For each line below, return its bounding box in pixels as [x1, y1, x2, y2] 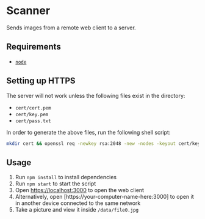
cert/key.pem [15, 111, 49, 117]
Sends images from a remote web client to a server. [6, 24, 136, 31]
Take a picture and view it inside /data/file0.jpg [15, 206, 139, 213]
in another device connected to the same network [15, 199, 141, 207]
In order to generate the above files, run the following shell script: [6, 128, 171, 136]
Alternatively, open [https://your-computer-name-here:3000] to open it [15, 193, 194, 201]
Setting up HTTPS [6, 76, 76, 86]
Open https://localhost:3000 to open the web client [15, 187, 145, 194]
